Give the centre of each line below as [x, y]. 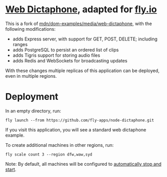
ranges [20, 44]
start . [11, 169]
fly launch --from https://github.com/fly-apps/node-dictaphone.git [80, 120]
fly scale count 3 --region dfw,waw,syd [49, 154]
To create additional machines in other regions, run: [59, 145]
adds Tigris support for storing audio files [56, 55]
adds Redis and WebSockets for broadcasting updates [70, 60]
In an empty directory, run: [33, 110]
